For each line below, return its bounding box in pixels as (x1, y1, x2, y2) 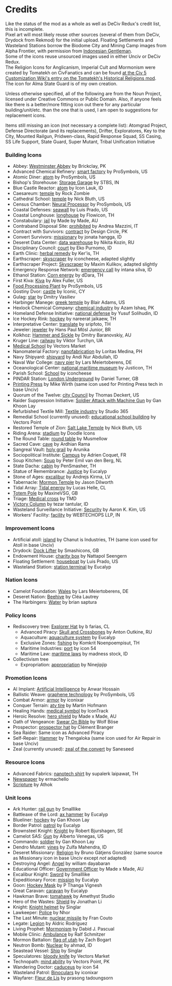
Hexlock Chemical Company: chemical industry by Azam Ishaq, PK (12, 305, 155, 311)
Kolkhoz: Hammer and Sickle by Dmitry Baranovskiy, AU (12, 332, 132, 338)
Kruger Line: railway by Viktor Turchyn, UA (12, 338, 103, 344)
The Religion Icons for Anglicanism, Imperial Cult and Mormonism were (5, 64, 156, 70)
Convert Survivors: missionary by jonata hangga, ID (12, 234, 122, 240)
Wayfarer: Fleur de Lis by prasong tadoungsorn (12, 975, 113, 981)
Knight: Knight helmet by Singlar (12, 904, 81, 910)
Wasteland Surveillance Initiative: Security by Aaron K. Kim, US (12, 506, 146, 512)
